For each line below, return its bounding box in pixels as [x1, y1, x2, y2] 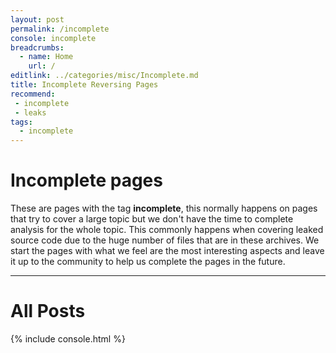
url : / [28, 61, 56, 71]
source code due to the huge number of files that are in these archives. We [10, 234, 320, 246]
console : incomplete [10, 33, 97, 43]
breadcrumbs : [10, 42, 65, 53]
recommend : [10, 89, 56, 99]
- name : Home [19, 52, 74, 62]
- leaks [14, 107, 47, 118]
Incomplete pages [10, 169, 163, 192]
